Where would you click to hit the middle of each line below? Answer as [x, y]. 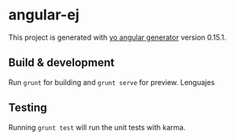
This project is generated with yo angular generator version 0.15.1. [117, 37]
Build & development [61, 63]
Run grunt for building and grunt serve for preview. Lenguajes [112, 82]
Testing [28, 108]
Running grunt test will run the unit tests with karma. [97, 127]
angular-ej [44, 15]
